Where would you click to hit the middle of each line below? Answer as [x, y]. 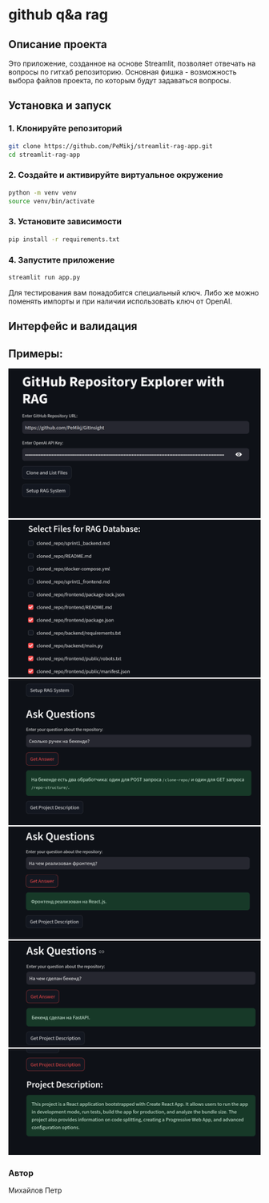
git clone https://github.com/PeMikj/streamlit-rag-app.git [111, 146]
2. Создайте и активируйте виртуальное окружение [116, 175]
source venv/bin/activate [51, 201]
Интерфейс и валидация [73, 326]
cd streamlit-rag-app [44, 155]
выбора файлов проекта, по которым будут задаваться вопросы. [120, 80]
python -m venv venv [43, 193]
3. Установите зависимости [65, 222]
